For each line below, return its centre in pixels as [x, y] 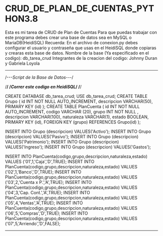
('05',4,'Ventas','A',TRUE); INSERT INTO [44, 203]
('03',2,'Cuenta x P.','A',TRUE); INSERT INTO [49, 182]
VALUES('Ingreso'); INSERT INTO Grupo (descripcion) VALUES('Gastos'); [78, 147]
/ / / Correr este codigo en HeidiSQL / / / [43, 87]
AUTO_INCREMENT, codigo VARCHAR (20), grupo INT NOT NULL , [72, 111]
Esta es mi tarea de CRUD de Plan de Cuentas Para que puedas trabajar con [81, 32]
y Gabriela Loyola [23, 63]
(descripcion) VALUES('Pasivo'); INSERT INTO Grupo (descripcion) [72, 136]
